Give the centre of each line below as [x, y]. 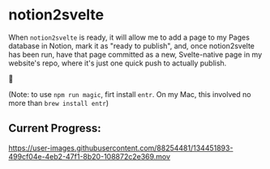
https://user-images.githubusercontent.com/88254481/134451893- [121, 148]
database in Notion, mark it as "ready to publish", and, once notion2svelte [132, 45]
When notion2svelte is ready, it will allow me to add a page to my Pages [129, 37]
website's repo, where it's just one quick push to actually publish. [118, 63]
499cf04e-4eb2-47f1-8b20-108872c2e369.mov [90, 156]
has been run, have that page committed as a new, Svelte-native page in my [135, 54]
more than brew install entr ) [59, 103]
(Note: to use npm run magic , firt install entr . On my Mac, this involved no [130, 94]
